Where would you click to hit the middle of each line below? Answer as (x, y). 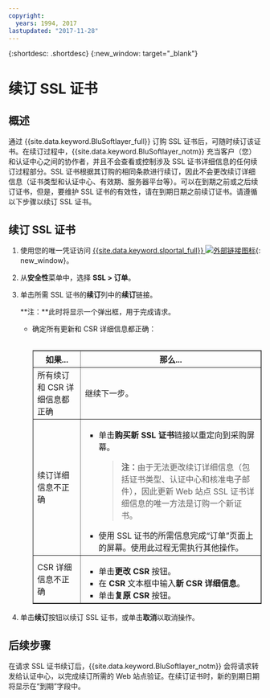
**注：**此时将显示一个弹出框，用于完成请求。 (97, 312)
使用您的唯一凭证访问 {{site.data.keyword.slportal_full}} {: (140, 251)
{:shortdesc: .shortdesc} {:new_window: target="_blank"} (103, 54)
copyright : (27, 16)
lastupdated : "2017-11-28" (53, 31)
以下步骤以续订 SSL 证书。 (52, 202)
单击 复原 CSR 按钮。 (137, 596)
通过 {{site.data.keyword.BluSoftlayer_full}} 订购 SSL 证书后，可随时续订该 (131, 142)
